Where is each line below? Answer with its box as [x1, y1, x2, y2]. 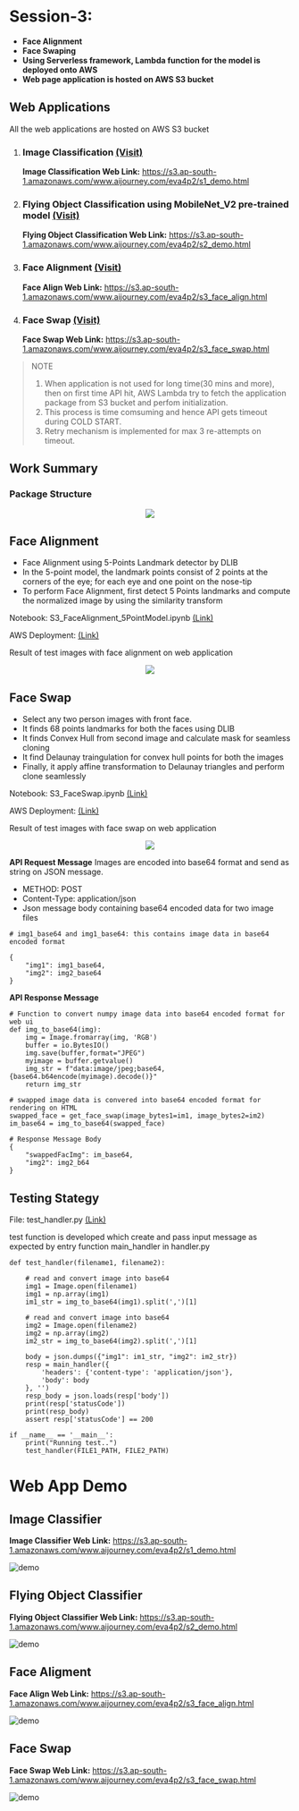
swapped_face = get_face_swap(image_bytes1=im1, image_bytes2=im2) [9, 1111, 266, 1120]
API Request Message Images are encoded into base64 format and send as [9, 857, 290, 868]
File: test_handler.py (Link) [9, 1214, 107, 1225]
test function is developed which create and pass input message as [9, 1232, 257, 1243]
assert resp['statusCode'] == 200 [25, 1416, 154, 1424]
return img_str [25, 1080, 82, 1089]
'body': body [41, 1376, 90, 1385]
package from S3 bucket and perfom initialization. [44, 396, 228, 408]
